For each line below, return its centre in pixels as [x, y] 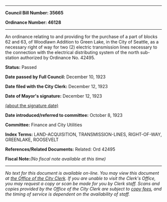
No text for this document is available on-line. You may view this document [82, 173]
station [12, 58]
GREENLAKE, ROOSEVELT [32, 140]
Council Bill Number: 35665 [34, 13]
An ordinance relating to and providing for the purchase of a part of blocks [81, 37]
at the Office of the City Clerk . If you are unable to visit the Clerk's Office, [81, 178]
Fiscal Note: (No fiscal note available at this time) [55, 159]
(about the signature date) [32, 105]
